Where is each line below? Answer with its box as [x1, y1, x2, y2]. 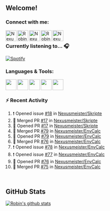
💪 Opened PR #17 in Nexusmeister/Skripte [12, 123, 98, 129]
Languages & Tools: [5, 68, 54, 74]
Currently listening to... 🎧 [5, 42, 70, 49]
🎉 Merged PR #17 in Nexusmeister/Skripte [12, 117, 98, 123]
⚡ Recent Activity [5, 97, 48, 104]
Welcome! [5, 4, 37, 12]
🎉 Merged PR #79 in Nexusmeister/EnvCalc [12, 128, 101, 134]
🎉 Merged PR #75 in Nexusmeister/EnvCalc [12, 164, 101, 170]
